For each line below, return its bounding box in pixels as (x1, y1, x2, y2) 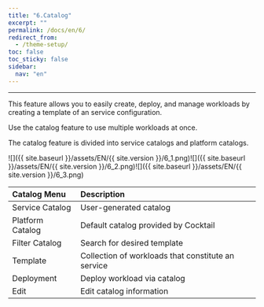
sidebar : (8, 63, 37, 71)
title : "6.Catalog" (8, 11, 72, 20)
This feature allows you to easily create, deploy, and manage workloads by (8, 99, 250, 109)
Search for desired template (79, 237, 183, 248)
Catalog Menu (12, 188, 67, 199)
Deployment (12, 272, 57, 283)
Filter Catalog (12, 237, 62, 248)
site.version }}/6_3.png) (8, 170, 84, 179)
